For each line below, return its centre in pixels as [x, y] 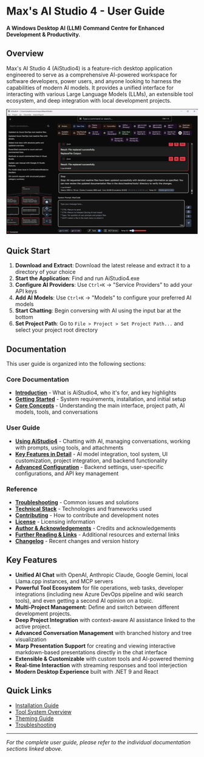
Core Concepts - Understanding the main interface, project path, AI [100, 406]
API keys [26, 291]
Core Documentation [38, 380]
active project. [33, 626]
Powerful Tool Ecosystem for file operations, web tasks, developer [99, 587]
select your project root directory [56, 330]
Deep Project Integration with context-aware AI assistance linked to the [105, 620]
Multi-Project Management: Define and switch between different [97, 607]
